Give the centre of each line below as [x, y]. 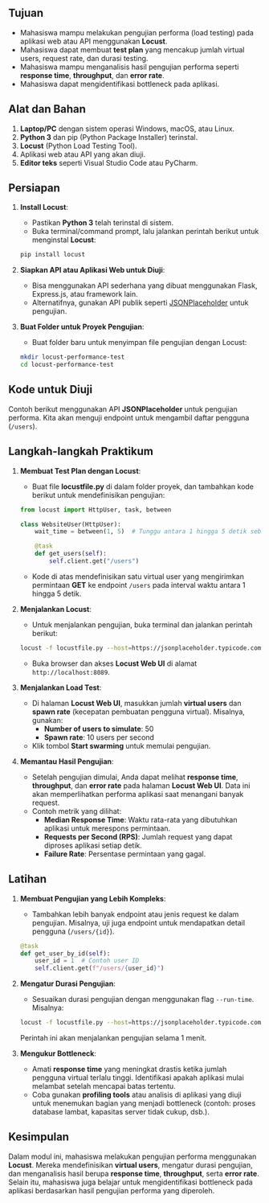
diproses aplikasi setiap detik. [93, 845]
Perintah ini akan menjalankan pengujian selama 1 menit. [113, 1038]
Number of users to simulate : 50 [99, 729]
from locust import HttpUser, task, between [96, 510]
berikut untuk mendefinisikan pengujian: [98, 495]
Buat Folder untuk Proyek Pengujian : [82, 327]
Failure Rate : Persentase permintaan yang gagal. [125, 854]
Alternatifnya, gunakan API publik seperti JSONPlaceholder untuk [140, 303]
